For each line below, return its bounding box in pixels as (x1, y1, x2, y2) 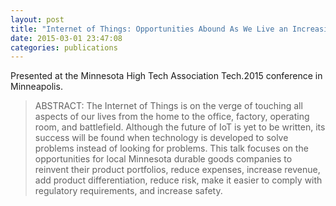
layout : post (10, 14, 65, 25)
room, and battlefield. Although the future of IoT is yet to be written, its (34, 121, 326, 133)
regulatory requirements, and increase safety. (34, 185, 223, 197)
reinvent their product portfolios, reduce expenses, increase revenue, (34, 164, 321, 176)
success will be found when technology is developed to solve (34, 132, 289, 144)
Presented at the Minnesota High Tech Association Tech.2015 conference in (10, 70, 323, 82)
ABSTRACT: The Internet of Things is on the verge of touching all (34, 100, 303, 112)
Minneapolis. (10, 81, 63, 93)
